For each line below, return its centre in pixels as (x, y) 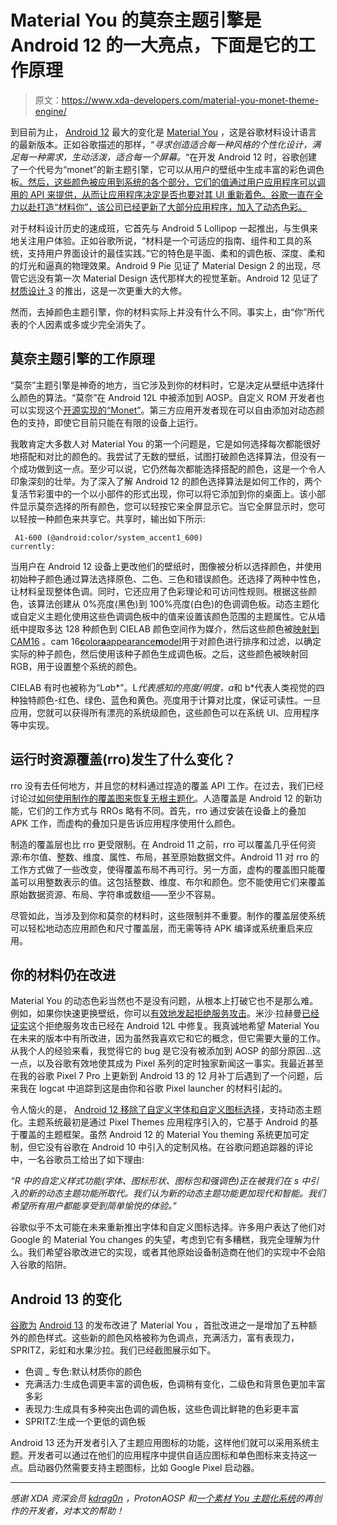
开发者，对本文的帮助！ (76, 1511)
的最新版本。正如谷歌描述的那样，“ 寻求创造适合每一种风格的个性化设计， (161, 144)
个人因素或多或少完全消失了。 (89, 324)
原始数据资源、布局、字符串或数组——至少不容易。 (115, 894)
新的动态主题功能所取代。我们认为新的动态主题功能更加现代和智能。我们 (176, 1193)
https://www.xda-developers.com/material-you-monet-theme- (190, 100)
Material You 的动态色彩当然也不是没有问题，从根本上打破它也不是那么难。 (164, 1001)
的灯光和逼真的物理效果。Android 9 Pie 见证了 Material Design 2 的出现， (161, 265)
